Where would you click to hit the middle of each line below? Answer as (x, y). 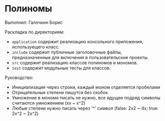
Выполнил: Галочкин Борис (34, 22)
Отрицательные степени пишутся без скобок (60, 92)
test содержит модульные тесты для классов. (61, 68)
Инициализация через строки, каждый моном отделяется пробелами (86, 87)
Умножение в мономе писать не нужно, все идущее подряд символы (86, 98)
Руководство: (19, 77)
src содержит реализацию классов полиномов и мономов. (75, 62)
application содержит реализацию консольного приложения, (78, 41)
